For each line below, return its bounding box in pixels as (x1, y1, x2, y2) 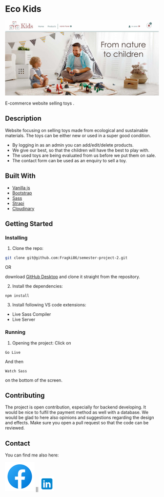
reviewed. (5, 425, 25, 431)
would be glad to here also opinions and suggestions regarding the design (5, 414, 154, 421)
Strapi (12, 200, 24, 206)
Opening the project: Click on (12, 340, 72, 346)
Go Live (5, 350, 21, 355)
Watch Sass (5, 368, 27, 373)
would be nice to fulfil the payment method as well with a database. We (5, 410, 149, 415)
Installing (5, 234, 28, 241)
